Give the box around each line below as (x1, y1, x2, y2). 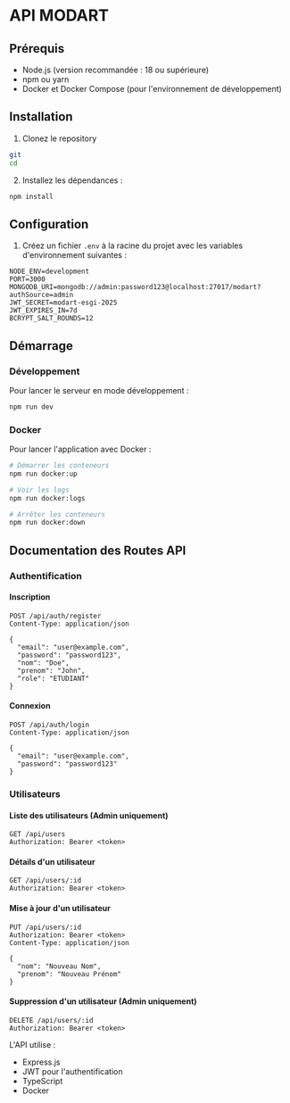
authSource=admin (9, 291, 74, 300)
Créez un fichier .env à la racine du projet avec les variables (21, 240, 244, 251)
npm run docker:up (9, 469, 78, 478)
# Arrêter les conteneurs (9, 510, 105, 518)
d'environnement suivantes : (21, 250, 128, 261)
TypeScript (21, 1075, 63, 1086)
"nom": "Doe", (17, 658, 70, 668)
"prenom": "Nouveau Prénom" (17, 969, 122, 978)
